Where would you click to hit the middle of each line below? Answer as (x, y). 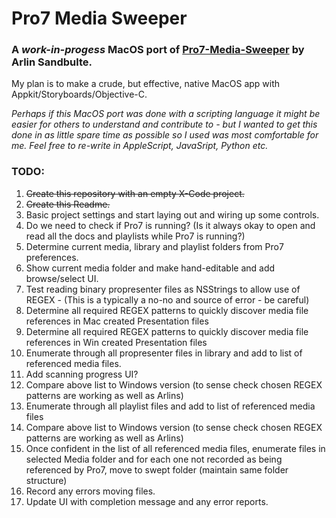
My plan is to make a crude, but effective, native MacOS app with (146, 84)
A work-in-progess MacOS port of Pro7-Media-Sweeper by (158, 50)
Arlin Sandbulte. (52, 62)
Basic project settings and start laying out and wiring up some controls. (172, 214)
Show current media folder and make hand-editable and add (150, 268)
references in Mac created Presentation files (117, 321)
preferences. (52, 257)
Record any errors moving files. (90, 491)
